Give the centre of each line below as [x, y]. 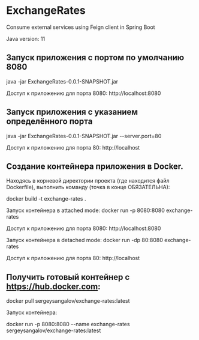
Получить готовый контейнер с [68, 277]
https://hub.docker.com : [53, 286]
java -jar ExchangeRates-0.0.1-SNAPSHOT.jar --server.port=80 [84, 136]
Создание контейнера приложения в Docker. [95, 166]
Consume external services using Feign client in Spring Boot [81, 27]
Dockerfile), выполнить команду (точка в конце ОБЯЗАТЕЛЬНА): [88, 187]
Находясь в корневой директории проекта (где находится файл [88, 181]
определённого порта [49, 122]
